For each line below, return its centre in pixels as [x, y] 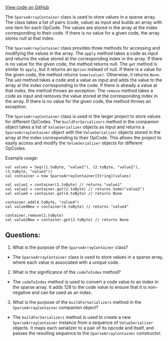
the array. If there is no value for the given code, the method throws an [78, 101]
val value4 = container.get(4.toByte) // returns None [64, 194]
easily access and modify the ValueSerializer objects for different [74, 143]
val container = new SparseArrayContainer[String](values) [68, 176]
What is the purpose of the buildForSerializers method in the [77, 302]
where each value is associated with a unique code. [66, 262]
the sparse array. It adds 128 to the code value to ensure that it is [79, 287]
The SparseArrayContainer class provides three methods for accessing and [83, 48]
